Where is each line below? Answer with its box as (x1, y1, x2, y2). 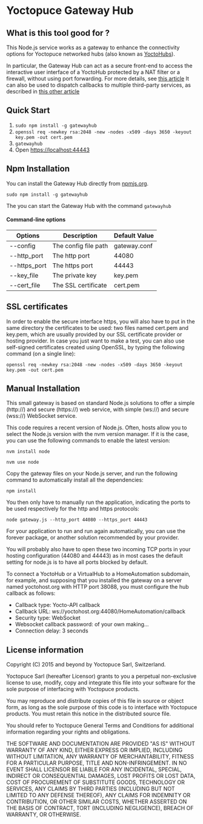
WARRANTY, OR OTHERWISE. (6, 811, 81, 819)
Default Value (114, 231, 155, 239)
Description (62, 231, 98, 239)
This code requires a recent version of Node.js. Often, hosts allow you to (6, 424, 187, 431)
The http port (52, 251, 90, 260)
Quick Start (6, 106, 50, 116)
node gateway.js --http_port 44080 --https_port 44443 (6, 517, 148, 523)
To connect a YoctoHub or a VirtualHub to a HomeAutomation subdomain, (6, 571, 191, 578)
